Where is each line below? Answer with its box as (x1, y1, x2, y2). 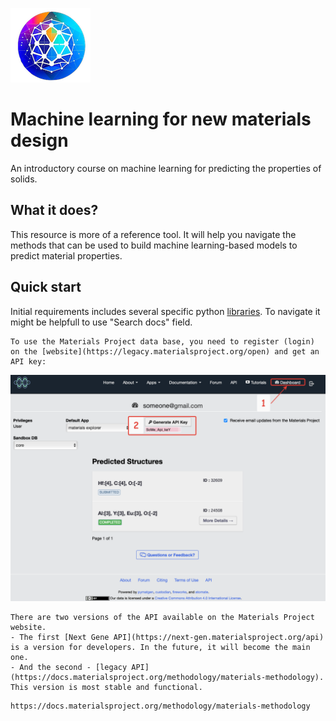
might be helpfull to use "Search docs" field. (10, 316, 193, 328)
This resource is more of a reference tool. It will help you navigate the (10, 228, 297, 240)
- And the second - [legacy (10, 662, 128, 672)
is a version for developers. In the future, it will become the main (10, 642, 311, 652)
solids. (10, 173, 38, 185)
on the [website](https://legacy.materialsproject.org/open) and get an (10, 346, 320, 357)
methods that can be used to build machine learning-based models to (10, 239, 298, 251)
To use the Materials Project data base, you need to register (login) (10, 336, 315, 347)
